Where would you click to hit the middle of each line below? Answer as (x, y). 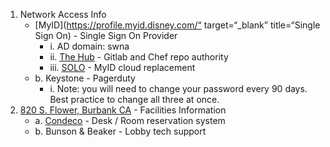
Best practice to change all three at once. (134, 99)
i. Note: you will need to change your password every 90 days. (178, 88)
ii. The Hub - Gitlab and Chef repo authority (139, 57)
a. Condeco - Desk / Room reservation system (130, 120)
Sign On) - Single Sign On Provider (106, 35)
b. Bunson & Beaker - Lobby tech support (120, 131)
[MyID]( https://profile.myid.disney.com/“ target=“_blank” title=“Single (177, 25)
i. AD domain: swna (89, 46)
